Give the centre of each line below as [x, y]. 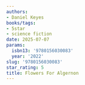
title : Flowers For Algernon [42, 73]
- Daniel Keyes [25, 17]
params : [16, 45]
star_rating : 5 [25, 67]
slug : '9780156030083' [34, 62]
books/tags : [21, 23]
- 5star [16, 28]
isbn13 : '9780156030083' [42, 51]
